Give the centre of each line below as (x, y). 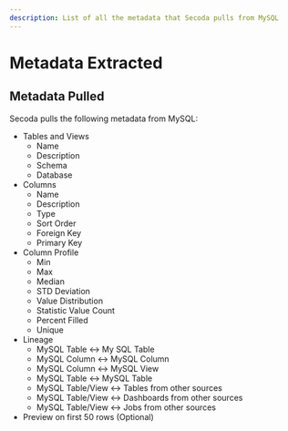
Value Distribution (69, 301)
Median (51, 281)
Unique (50, 330)
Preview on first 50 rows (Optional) (88, 416)
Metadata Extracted (86, 62)
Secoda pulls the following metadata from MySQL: (104, 118)
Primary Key (59, 242)
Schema (52, 165)
